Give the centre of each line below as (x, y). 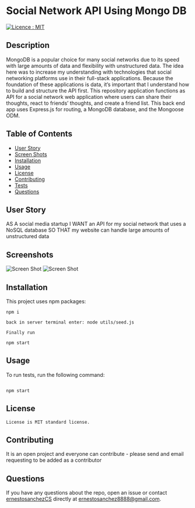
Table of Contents (39, 134)
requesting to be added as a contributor (54, 460)
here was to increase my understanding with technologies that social (89, 72)
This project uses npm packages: (46, 301)
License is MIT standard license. (48, 422)
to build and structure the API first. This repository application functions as (96, 90)
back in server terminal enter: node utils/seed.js (70, 322)
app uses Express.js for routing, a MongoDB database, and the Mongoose (95, 109)
